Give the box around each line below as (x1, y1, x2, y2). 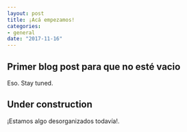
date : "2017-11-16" (7, 36, 63, 42)
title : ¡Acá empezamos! (7, 16, 75, 23)
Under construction (7, 98, 92, 110)
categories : (7, 23, 41, 29)
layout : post (7, 10, 45, 17)
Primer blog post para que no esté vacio (7, 61, 181, 72)
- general (7, 29, 36, 36)
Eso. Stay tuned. (7, 79, 53, 87)
